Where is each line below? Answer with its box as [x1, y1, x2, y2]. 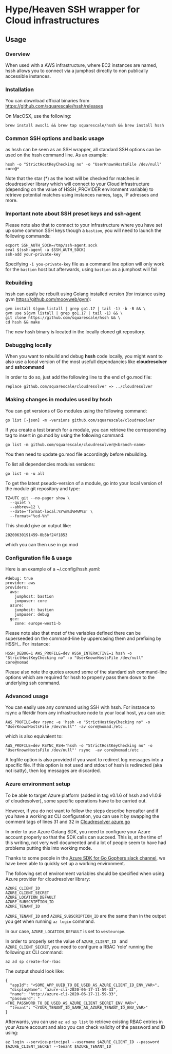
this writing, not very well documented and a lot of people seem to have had [5, 839, 166, 846]
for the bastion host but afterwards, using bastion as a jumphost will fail [5, 266, 158, 272]
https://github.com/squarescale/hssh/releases [5, 103, 104, 109]
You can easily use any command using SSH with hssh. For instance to [5, 704, 155, 710]
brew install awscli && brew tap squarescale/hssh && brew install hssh [5, 123, 164, 128]
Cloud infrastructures [5, 14, 100, 26]
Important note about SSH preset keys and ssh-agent [5, 210, 141, 217]
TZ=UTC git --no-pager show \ [5, 495, 70, 501]
